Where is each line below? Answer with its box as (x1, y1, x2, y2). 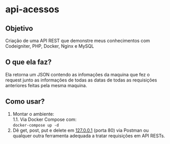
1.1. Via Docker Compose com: (12, 116, 77, 122)
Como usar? (5, 97, 45, 106)
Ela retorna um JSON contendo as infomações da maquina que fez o (5, 71, 150, 77)
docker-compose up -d (12, 122, 59, 128)
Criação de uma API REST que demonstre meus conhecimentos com (5, 37, 150, 44)
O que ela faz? (5, 58, 52, 67)
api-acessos (5, 4, 60, 15)
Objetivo (5, 24, 33, 33)
